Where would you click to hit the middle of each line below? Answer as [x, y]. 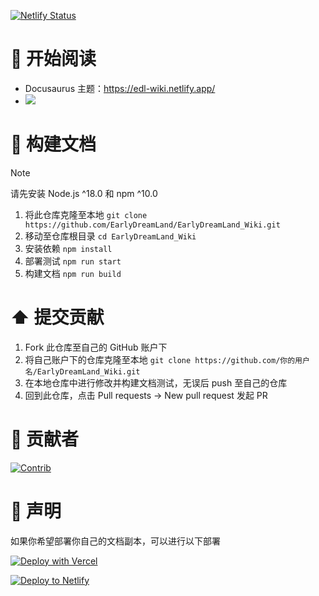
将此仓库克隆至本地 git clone [86, 214]
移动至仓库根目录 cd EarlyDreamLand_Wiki [110, 236]
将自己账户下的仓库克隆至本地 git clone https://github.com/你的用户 [167, 359]
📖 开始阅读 [53, 59]
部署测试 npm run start [73, 261]
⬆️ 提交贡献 [57, 317]
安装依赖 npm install [68, 248]
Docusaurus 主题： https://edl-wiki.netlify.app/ [120, 88]
